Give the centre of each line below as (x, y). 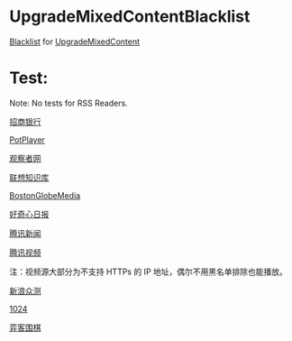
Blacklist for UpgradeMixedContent (75, 41)
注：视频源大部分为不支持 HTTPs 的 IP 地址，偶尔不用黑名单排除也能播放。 (149, 272)
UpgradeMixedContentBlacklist (130, 17)
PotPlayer (27, 139)
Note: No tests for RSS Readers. (68, 103)
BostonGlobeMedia (45, 195)
